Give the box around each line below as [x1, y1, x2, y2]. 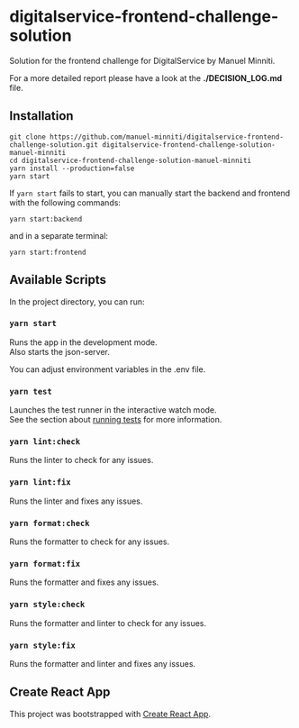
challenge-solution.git [9, 140, 99, 150]
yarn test [9, 386, 52, 396]
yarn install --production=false [9, 164, 135, 173]
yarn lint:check [9, 437, 81, 447]
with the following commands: [9, 196, 122, 208]
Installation [9, 108, 74, 123]
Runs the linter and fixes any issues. [9, 496, 143, 506]
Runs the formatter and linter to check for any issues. [9, 617, 207, 628]
